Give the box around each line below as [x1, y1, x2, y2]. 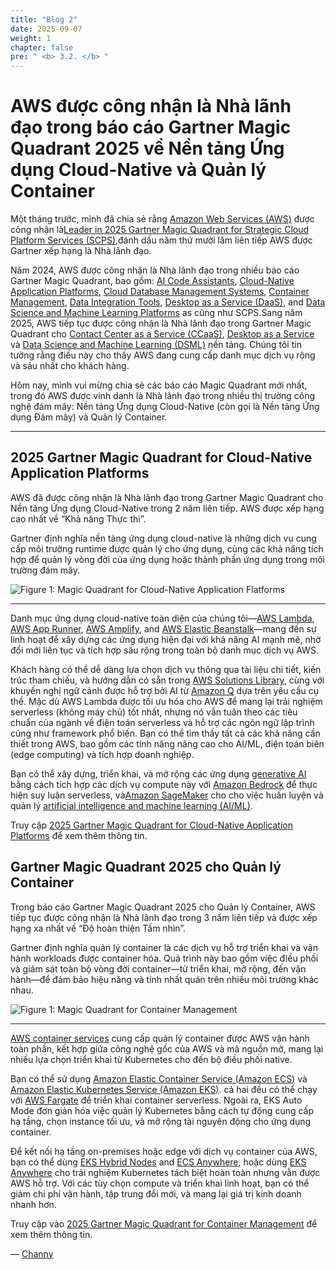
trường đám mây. [10, 564, 81, 576]
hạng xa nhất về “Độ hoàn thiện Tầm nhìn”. [10, 922, 187, 934]
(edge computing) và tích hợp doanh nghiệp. [10, 748, 195, 760]
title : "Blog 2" [10, 14, 78, 25]
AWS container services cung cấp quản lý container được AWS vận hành [10, 1032, 310, 1044]
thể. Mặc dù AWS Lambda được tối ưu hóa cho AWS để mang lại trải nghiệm [10, 695, 323, 707]
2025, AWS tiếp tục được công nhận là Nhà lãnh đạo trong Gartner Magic [10, 317, 312, 330]
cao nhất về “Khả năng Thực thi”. [10, 512, 147, 525]
